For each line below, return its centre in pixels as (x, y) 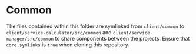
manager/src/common (30, 39)
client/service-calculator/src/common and (59, 32)
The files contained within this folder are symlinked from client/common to (95, 26)
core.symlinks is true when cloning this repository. (68, 45)
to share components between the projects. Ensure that (122, 38)
